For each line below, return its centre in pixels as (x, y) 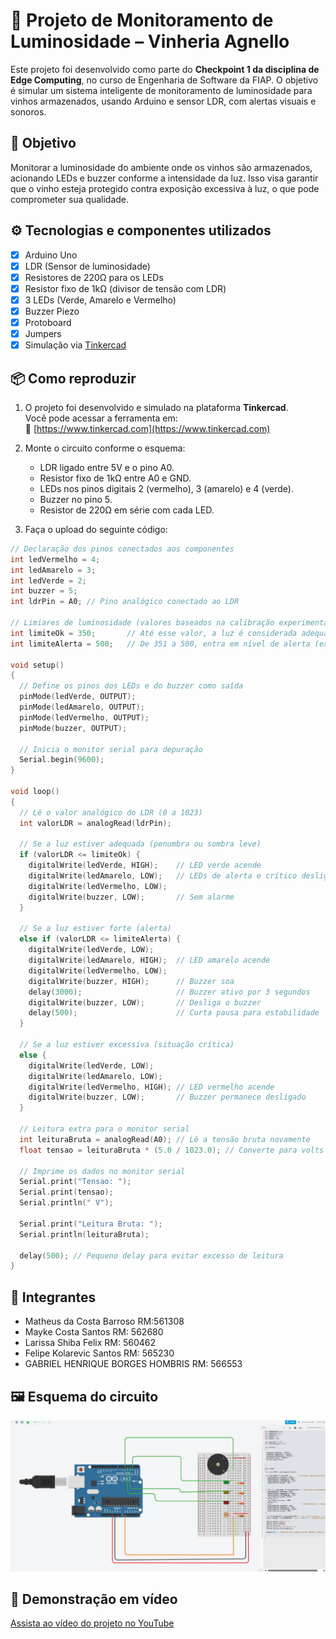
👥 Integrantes (53, 1297)
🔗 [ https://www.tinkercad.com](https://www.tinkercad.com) (147, 428)
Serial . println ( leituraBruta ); (84, 1234)
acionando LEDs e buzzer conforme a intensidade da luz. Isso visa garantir (164, 178)
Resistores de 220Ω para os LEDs (94, 277)
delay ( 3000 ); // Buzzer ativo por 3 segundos (169, 992)
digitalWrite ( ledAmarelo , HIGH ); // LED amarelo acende (149, 960)
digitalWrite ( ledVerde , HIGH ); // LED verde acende (145, 865)
